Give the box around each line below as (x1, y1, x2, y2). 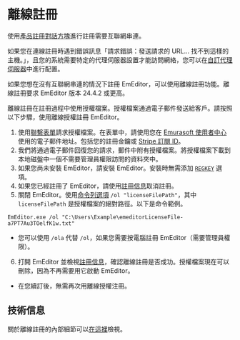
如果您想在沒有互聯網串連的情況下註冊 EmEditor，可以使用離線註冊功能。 (7, 79, 224, 88)
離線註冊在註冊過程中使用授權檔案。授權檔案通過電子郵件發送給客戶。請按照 (7, 104, 233, 112)
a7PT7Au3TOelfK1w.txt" (7, 219, 75, 227)
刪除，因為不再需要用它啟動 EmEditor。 (17, 266, 134, 275)
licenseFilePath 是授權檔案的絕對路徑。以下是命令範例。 (17, 199, 187, 208)
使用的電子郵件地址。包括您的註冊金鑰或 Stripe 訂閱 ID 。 (17, 136, 185, 145)
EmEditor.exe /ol (7, 214, 59, 221)
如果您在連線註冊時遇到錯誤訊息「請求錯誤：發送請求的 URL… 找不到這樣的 (7, 46, 229, 55)
